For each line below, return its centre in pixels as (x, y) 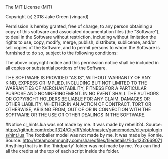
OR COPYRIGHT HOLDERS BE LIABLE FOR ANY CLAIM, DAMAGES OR (78, 99)
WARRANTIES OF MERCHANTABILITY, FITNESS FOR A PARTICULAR (76, 88)
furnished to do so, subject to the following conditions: (61, 53)
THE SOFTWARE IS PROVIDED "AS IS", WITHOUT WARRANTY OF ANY (78, 78)
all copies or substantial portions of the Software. (56, 68)
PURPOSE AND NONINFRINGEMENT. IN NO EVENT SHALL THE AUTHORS (82, 94)
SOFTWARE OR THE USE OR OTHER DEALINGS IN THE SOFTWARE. (75, 115)
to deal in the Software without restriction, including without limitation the (81, 37)
